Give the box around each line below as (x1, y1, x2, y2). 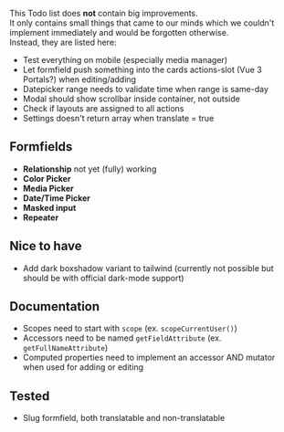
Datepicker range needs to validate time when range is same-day (22, 84, 269, 94)
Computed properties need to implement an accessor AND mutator (22, 352, 276, 364)
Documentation (9, 299, 100, 314)
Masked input (22, 202, 77, 213)
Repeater (22, 212, 59, 223)
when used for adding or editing (22, 362, 144, 373)
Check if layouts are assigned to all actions (22, 103, 184, 113)
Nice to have (9, 238, 82, 254)
